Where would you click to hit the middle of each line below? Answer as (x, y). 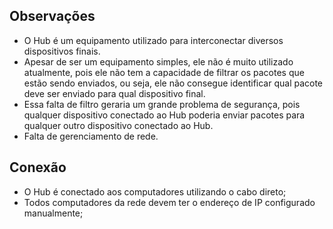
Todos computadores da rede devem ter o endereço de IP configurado (169, 202)
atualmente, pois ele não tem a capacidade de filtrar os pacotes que (164, 72)
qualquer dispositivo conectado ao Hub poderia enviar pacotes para (164, 115)
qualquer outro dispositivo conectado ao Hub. (118, 125)
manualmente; (53, 213)
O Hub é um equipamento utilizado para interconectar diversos (153, 40)
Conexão (38, 167)
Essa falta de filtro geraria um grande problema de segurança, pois (162, 104)
